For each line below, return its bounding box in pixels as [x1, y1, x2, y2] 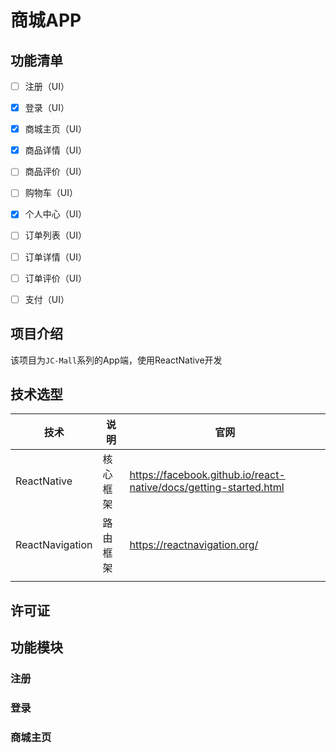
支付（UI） [24, 293, 70, 305]
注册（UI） [24, 81, 70, 92]
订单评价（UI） [24, 272, 87, 284]
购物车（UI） [24, 187, 78, 199]
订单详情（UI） [24, 251, 87, 263]
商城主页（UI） [24, 123, 87, 135]
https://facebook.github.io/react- [129, 468, 286, 482]
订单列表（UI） [24, 229, 87, 241]
